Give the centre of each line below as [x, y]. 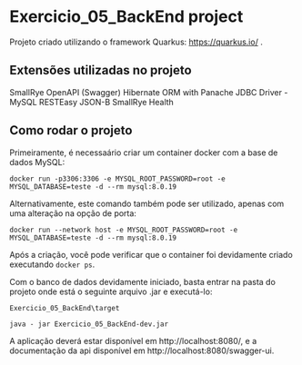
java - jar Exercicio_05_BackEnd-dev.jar [89, 324]
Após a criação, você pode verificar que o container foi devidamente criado [151, 254]
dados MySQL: [37, 162]
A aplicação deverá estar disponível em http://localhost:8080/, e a [133, 340]
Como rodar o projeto [71, 130]
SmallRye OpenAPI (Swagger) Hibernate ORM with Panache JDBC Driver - [149, 92]
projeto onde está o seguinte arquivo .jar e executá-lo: [111, 291]
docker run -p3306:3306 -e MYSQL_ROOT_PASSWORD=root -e [117, 179]
